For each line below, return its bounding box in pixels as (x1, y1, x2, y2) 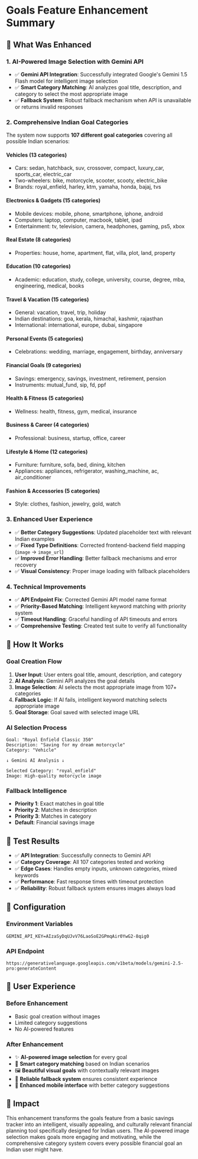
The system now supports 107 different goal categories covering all (6, 131, 173, 139)
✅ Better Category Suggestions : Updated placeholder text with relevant (14, 529, 192, 536)
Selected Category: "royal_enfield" (6, 768, 96, 773)
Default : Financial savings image (14, 819, 95, 826)
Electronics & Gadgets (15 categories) (6, 196, 101, 204)
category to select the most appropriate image (14, 90, 128, 98)
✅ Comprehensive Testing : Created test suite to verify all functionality (14, 622, 187, 629)
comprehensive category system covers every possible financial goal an (6, 1139, 183, 1147)
